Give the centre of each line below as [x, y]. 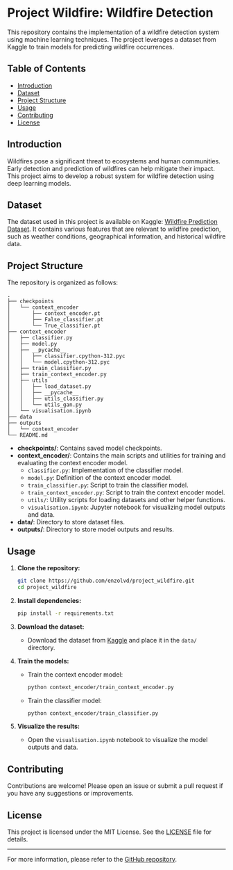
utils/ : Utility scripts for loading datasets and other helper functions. [126, 500]
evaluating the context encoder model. [72, 463]
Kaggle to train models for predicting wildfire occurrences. [91, 47]
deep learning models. [39, 183]
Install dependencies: [49, 600]
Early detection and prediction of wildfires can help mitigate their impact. [111, 168]
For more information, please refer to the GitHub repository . [92, 859]
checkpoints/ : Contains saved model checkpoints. [89, 448]
